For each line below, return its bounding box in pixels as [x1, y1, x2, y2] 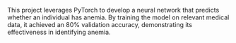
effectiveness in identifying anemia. [7, 28, 111, 36]
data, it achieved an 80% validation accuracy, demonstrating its [7, 21, 193, 28]
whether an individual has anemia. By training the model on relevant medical [7, 13, 230, 21]
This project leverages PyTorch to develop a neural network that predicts [7, 6, 220, 14]
